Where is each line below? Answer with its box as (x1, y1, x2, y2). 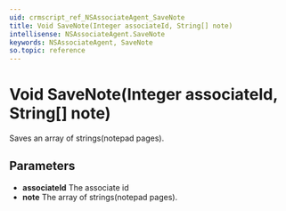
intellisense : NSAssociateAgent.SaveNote (9, 29, 166, 38)
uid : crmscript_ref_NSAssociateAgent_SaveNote (9, 12, 185, 22)
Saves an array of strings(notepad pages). (9, 133, 165, 143)
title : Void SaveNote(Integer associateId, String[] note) (9, 21, 233, 30)
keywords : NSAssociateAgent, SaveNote (9, 37, 153, 47)
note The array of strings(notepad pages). (21, 191, 178, 202)
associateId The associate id (21, 182, 129, 192)
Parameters (9, 158, 76, 174)
